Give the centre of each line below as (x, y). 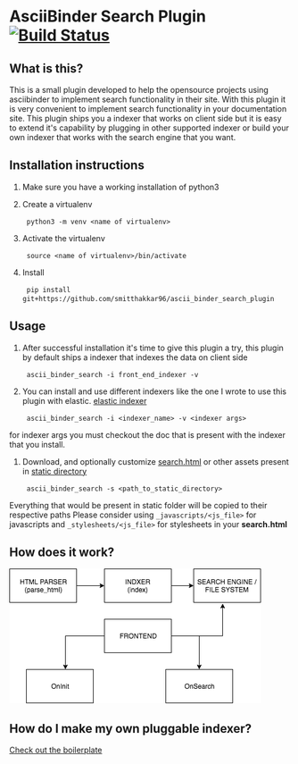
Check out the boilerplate (56, 750)
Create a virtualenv (57, 204)
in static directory (54, 471)
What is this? (46, 68)
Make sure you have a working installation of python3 (121, 187)
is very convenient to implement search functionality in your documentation (148, 109)
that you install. (37, 444)
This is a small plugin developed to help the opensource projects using (139, 90)
